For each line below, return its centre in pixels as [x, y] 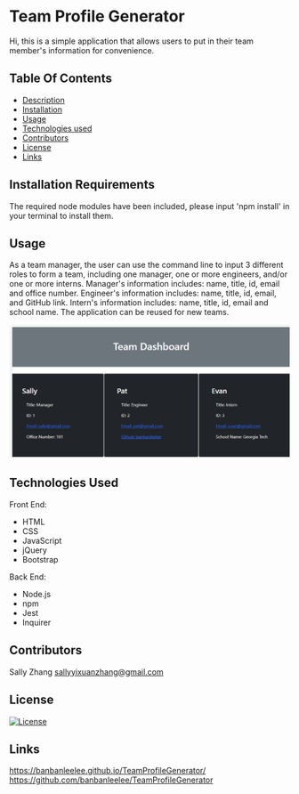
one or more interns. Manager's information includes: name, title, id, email [145, 284]
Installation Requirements [82, 185]
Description [43, 100]
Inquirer [36, 622]
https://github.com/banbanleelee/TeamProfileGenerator [111, 780]
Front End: [28, 504]
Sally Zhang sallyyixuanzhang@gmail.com [86, 672]
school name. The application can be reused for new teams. [119, 312]
